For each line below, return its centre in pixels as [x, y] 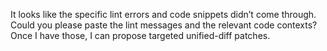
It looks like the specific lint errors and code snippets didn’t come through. [163, 14]
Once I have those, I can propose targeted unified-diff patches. [140, 35]
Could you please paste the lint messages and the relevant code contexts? [164, 25]
